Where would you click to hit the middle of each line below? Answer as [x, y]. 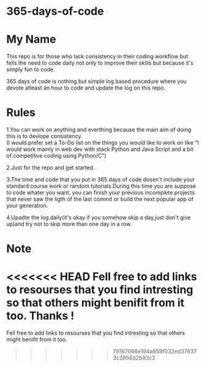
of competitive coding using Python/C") [56, 156]
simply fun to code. [31, 69]
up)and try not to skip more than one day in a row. [69, 224]
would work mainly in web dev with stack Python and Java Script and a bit [100, 149]
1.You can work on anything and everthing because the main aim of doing [99, 129]
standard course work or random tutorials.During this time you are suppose [101, 186]
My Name [31, 40]
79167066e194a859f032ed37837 [155, 352]
